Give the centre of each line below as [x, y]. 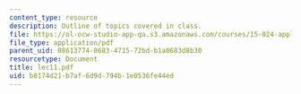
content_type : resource [54, 17]
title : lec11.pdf [42, 68]
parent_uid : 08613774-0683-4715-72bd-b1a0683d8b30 [106, 51]
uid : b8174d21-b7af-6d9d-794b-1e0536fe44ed [92, 76]
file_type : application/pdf [62, 43]
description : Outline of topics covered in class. [106, 26]
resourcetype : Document [54, 59]
